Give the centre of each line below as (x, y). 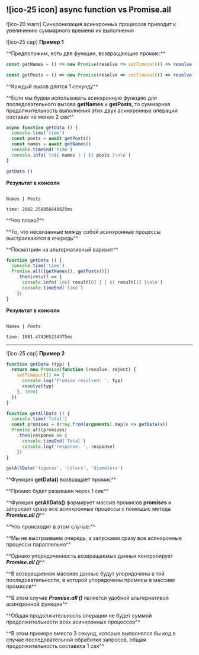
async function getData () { (42, 128)
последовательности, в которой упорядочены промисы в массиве (91, 580)
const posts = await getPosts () (52, 139)
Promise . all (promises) (39, 430)
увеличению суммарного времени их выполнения (70, 30)
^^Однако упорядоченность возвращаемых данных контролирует (90, 556)
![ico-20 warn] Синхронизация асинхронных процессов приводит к (91, 24)
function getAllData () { (38, 414)
